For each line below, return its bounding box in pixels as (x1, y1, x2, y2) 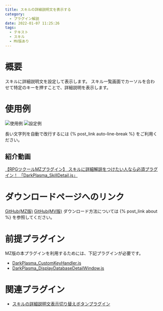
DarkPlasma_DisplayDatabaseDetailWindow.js (12, 265, 105, 271)
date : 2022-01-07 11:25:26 (5, 20, 60, 26)
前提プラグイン (5, 233, 65, 244)
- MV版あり (9, 39, 29, 44)
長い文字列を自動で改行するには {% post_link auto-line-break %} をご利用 (5, 131, 153, 136)
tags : (5, 25, 16, 30)
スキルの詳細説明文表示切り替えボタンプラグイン (12, 301, 110, 307)
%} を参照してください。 (5, 214, 55, 220)
